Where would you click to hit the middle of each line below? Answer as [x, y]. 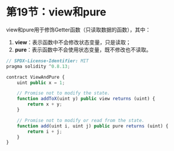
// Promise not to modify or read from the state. [81, 120]
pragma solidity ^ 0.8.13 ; [38, 66]
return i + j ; [45, 131]
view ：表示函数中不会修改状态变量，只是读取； [73, 42]
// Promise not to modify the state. [64, 93]
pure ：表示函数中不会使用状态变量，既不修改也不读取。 [83, 49]
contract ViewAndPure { [36, 77]
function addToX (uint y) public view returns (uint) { [86, 99]
